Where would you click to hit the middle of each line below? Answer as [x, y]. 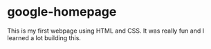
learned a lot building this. [44, 37]
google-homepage [62, 12]
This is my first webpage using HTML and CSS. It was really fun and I [106, 31]
